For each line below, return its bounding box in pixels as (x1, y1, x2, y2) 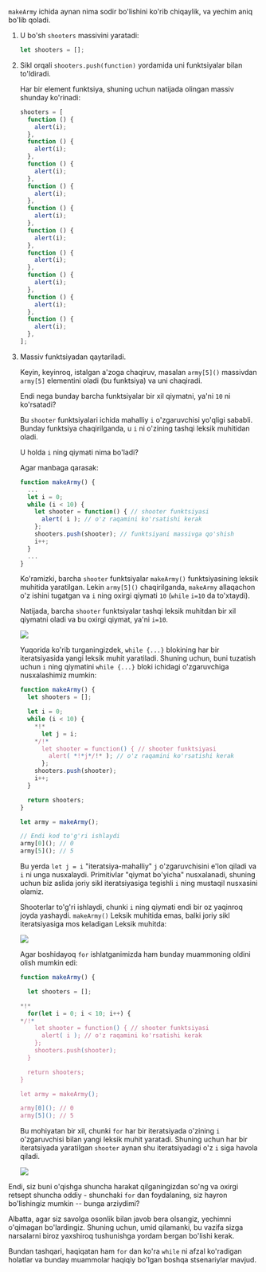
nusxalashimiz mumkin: (19, 670, 97, 680)
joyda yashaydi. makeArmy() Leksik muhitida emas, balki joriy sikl (19, 911, 230, 920)
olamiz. (19, 887, 44, 896)
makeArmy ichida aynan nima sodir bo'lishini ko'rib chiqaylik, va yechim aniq (8, 7, 253, 16)
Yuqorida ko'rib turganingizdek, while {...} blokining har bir (19, 645, 220, 655)
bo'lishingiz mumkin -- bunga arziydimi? (8, 1199, 140, 1208)
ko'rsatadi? (19, 400, 57, 409)
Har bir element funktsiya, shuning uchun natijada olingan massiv (19, 84, 235, 94)
